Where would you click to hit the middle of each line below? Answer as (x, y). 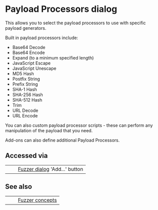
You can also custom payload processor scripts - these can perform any (79, 125)
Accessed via (26, 156)
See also (19, 187)
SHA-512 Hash (27, 100)
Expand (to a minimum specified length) (53, 57)
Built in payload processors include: (42, 38)
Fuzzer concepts (37, 200)
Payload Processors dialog (61, 9)
